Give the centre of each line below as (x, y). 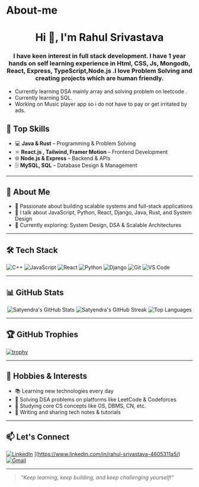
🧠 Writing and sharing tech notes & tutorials (68, 412)
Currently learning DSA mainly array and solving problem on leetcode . (101, 91)
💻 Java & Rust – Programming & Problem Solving (75, 144)
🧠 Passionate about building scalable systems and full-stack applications (104, 206)
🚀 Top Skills (28, 129)
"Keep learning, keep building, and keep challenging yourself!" (97, 477)
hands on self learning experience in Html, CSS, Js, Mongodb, (99, 64)
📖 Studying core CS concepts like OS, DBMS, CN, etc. (80, 406)
